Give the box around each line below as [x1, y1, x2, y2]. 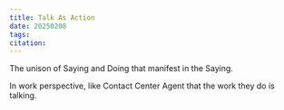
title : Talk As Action [9, 13, 95, 23]
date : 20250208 [9, 22, 67, 31]
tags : [9, 30, 30, 39]
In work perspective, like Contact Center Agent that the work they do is [9, 80, 275, 91]
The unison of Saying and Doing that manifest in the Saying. [9, 63, 234, 74]
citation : [9, 38, 47, 48]
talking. [9, 90, 37, 101]
